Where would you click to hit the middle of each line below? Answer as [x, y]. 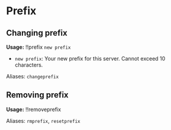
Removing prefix [37, 95]
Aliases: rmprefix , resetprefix [43, 121]
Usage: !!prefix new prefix [39, 47]
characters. [29, 65]
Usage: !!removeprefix [34, 109]
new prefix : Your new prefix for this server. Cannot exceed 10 [90, 58]
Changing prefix [37, 33]
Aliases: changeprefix [33, 76]
